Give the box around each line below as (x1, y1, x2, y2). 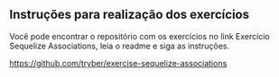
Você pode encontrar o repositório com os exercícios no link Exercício (9, 30, 270, 41)
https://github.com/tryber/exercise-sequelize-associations (9, 57, 228, 68)
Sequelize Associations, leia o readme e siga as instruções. (9, 40, 230, 51)
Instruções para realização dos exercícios (9, 7, 250, 22)
